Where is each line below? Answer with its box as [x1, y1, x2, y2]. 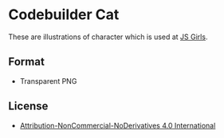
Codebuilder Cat [8, 6, 120, 24]
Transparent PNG [19, 76, 77, 85]
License [8, 100, 49, 113]
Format [8, 55, 45, 69]
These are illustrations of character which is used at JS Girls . [8, 32, 208, 41]
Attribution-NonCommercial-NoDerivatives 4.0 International [19, 120, 216, 130]
